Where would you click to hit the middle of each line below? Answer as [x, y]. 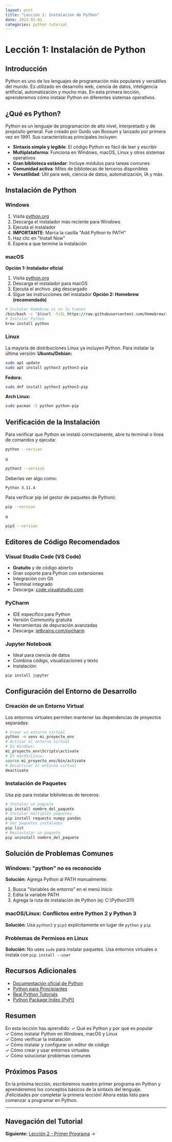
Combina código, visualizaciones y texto [55, 660]
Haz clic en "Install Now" [39, 238]
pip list [15, 828]
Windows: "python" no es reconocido [53, 868]
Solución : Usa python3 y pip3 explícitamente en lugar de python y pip [78, 925]
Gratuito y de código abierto [43, 568]
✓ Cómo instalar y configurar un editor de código [57, 1044]
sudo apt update [23, 363]
